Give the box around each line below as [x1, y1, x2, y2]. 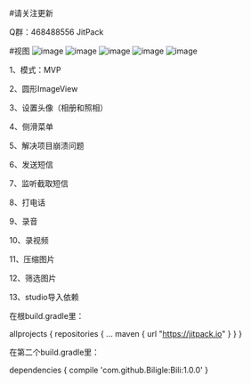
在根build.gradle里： [9, 311, 85, 321]
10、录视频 [9, 235, 49, 245]
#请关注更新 [9, 8, 53, 18]
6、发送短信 [9, 159, 53, 169]
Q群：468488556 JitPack [9, 27, 104, 37]
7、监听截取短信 [9, 178, 69, 189]
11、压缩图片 [9, 254, 55, 265]
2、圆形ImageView [9, 84, 78, 94]
